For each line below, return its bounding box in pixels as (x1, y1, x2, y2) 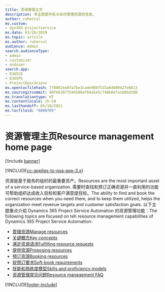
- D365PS (5, 76, 23, 81)
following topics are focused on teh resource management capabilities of (5, 213, 154, 219)
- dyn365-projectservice (5, 26, 56, 31)
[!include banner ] (5, 158, 40, 164)
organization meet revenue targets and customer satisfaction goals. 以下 (5, 201, 152, 207)
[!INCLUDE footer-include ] (5, 282, 58, 288)
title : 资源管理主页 (5, 7, 43, 12)
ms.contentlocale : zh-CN (5, 99, 56, 104)
